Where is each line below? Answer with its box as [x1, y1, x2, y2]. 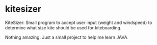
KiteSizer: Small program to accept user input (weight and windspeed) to [5, 20, 152, 25]
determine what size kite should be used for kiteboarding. [5, 24, 122, 30]
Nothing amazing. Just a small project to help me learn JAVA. [5, 34, 129, 40]
